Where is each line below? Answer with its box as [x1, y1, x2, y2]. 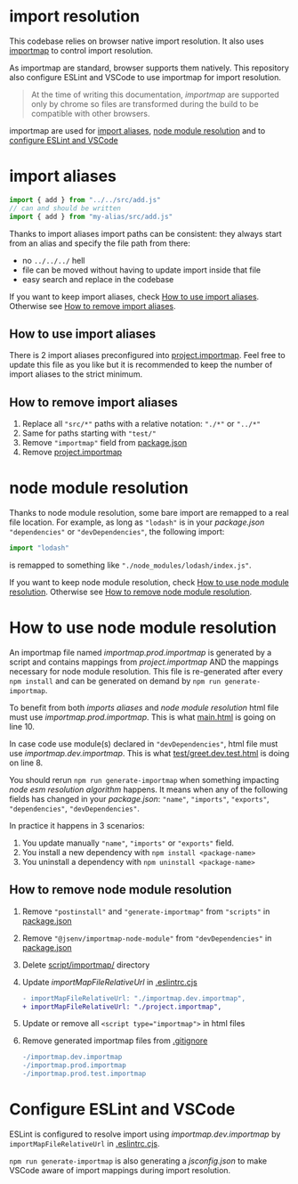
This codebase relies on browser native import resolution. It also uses [9, 36, 264, 46]
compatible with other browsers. [30, 108, 150, 118]
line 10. [9, 721, 36, 731]
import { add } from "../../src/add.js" [9, 195, 162, 204]
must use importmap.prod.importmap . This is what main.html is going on [9, 711, 276, 723]
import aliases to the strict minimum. [9, 369, 143, 380]
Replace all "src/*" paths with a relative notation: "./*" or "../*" [21, 419, 261, 429]
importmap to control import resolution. [9, 45, 154, 55]
